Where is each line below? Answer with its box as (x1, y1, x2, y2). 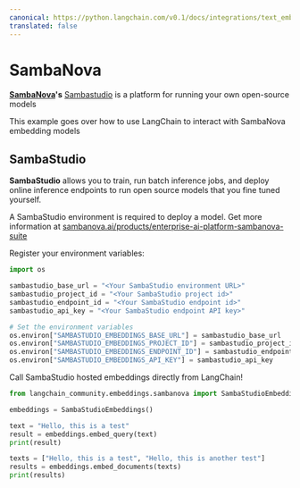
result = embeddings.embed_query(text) (9, 430, 158, 439)
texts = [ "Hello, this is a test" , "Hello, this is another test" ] (9, 454, 266, 463)
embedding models (9, 126, 80, 137)
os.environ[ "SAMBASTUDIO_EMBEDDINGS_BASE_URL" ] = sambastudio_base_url (9, 331, 281, 340)
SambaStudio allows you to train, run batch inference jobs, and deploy (9, 175, 270, 186)
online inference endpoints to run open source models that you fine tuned (9, 185, 280, 196)
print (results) (9, 471, 66, 480)
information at (9, 221, 61, 232)
